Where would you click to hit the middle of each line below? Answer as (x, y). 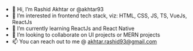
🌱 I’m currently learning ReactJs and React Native (73, 28)
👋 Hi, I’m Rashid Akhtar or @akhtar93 (58, 9)
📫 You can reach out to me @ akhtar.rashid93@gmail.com (84, 41)
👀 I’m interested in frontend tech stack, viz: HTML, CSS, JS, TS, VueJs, (99, 16)
